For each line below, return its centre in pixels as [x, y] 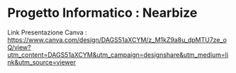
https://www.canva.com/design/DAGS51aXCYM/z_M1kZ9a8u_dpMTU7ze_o [117, 39]
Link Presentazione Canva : [47, 32]
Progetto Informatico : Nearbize [102, 13]
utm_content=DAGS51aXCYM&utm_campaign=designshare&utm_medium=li [118, 55]
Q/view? [19, 47]
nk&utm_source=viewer [42, 62]
